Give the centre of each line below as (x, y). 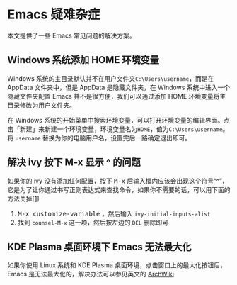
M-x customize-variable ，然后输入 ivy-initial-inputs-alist (114, 213)
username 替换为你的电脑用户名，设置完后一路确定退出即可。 (103, 138)
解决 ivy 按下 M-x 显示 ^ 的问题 (74, 163)
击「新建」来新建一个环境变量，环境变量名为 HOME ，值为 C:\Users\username (115, 129)
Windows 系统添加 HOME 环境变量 (83, 60)
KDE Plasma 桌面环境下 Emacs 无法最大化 (99, 246)
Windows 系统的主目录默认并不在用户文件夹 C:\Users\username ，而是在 (111, 78)
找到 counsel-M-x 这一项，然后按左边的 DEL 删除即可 (93, 222)
